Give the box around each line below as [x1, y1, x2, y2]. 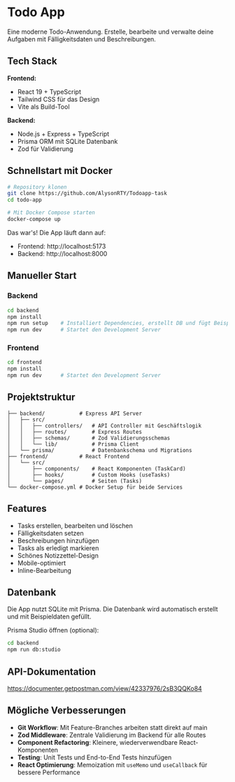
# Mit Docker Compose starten [7, 209, 96, 216]
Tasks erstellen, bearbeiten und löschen [17, 521, 133, 530]
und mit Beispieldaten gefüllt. [7, 612, 92, 621]
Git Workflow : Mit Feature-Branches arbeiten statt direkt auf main [17, 723, 208, 731]
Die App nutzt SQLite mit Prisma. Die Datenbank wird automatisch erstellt [7, 605, 218, 614]
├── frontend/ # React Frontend [7, 453, 130, 460]
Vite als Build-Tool [17, 102, 70, 111]
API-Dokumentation [7, 665, 97, 677]
